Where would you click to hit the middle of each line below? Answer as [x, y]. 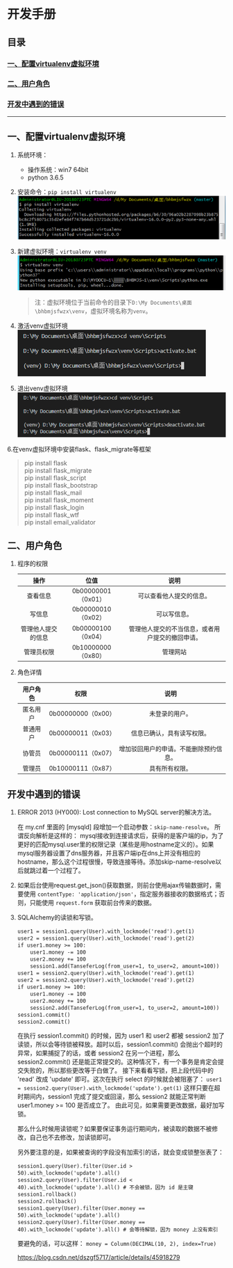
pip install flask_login [54, 507]
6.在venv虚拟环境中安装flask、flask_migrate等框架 [79, 449]
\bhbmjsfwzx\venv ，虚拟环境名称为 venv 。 [93, 311]
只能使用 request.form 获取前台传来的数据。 [93, 903]
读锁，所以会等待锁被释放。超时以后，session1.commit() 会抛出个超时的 [120, 1045]
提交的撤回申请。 [178, 637]
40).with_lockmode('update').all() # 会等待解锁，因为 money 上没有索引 [118, 1230]
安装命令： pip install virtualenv [67, 191]
